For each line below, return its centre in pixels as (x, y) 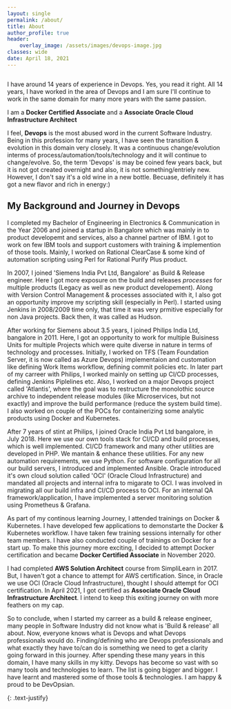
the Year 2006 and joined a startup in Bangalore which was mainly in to (108, 230)
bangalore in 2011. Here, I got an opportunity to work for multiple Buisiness (113, 337)
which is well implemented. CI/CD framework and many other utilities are (111, 446)
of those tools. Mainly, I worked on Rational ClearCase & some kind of (106, 252)
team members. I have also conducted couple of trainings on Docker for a (112, 540)
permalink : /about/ (35, 20)
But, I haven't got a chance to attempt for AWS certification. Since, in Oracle (115, 575)
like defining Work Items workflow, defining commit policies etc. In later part (115, 367)
